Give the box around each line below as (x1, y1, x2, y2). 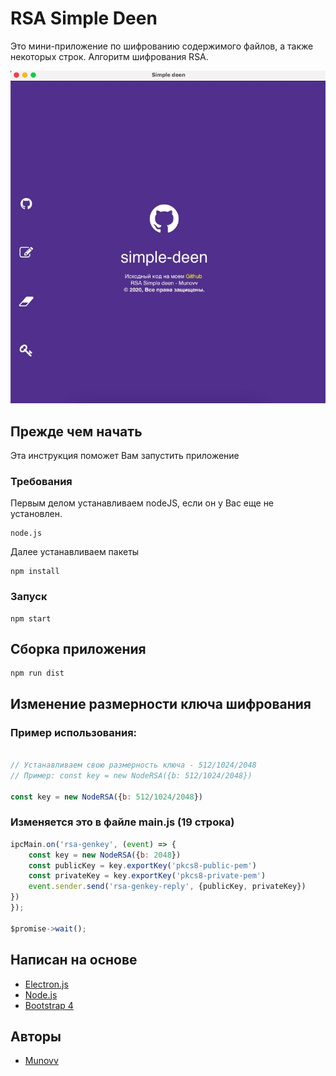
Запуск (10, 590, 48, 604)
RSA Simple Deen (10, 7, 158, 30)
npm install (10, 567, 60, 577)
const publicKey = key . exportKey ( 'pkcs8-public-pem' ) (28, 860, 257, 871)
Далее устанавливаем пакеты (10, 546, 140, 558)
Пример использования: (10, 725, 138, 739)
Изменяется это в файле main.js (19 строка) (10, 815, 235, 829)
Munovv (24, 1055, 59, 1067)
